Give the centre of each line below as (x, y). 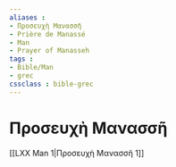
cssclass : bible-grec (51, 84)
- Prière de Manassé (48, 34)
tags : (21, 59)
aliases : (28, 17)
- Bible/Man (31, 68)
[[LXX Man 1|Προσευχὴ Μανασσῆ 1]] (77, 153)
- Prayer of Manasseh (50, 51)
